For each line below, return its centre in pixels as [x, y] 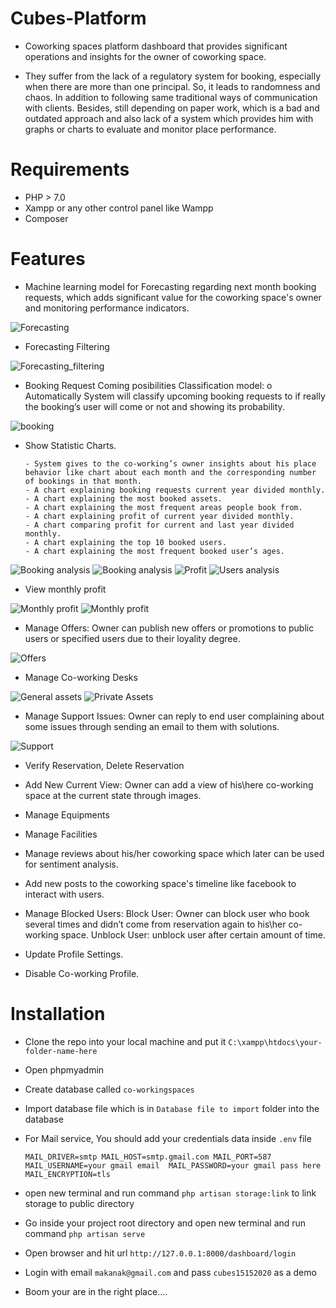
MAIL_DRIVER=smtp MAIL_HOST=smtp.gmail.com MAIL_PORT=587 [148, 1157]
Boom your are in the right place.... [96, 1291]
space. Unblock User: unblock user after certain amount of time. [193, 934]
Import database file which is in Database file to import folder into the [172, 1108]
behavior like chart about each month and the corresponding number [170, 472]
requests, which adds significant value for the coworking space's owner [173, 297]
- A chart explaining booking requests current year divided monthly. [175, 490]
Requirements [70, 169]
